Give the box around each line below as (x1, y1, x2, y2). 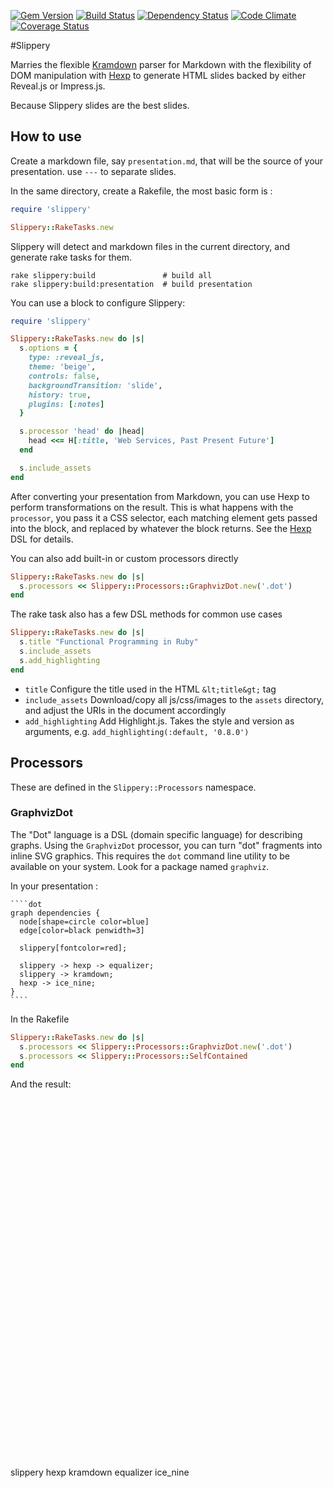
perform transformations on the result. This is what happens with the (10, 501, 294, 513)
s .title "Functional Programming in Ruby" (19, 637, 199, 647)
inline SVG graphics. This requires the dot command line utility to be (10, 850, 290, 862)
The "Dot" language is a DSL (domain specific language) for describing (10, 828, 303, 840)
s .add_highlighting (19, 655, 101, 665)
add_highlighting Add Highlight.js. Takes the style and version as (24, 715, 295, 727)
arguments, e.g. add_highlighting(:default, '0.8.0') (24, 725, 250, 737)
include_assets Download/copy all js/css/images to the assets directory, (24, 693, 325, 705)
